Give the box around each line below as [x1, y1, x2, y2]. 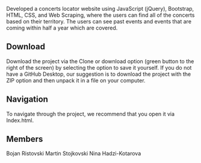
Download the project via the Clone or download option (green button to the [6, 57, 194, 65]
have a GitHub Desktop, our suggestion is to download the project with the [6, 70, 191, 78]
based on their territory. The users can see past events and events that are [6, 18, 191, 25]
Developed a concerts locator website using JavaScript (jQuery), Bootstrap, [6, 5, 194, 12]
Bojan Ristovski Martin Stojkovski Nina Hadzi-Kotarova [6, 150, 141, 157]
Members [6, 134, 43, 144]
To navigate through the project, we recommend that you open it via [6, 110, 175, 117]
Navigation [6, 94, 48, 105]
